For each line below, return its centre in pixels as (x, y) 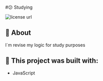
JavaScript (24, 73)
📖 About (18, 33)
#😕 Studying (19, 7)
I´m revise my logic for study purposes (45, 45)
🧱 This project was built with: (52, 61)
